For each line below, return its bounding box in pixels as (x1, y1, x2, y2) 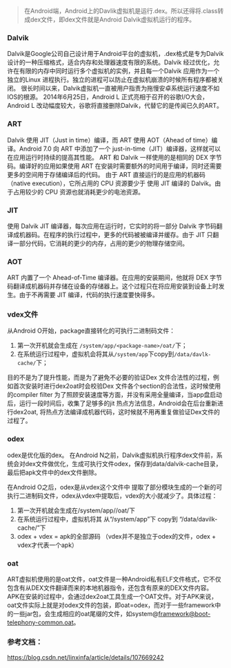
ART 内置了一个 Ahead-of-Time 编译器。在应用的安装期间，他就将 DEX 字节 (7, 273, 223, 282)
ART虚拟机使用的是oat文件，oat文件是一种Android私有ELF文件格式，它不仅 (7, 575, 222, 584)
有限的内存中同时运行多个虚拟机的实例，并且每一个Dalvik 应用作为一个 (19, 67, 220, 75)
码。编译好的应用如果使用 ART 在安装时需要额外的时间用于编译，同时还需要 (7, 162, 222, 170)
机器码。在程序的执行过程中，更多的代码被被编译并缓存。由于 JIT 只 (19, 230, 213, 239)
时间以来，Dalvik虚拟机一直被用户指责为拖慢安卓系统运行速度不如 (32, 84, 220, 93)
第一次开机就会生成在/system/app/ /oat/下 (17, 506, 136, 514)
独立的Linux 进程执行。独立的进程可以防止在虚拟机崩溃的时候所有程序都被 (7, 75, 218, 84)
